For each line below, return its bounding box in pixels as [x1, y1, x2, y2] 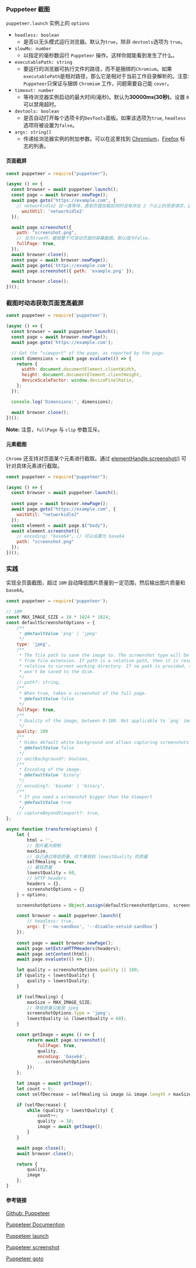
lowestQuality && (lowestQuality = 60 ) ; [27, 1015, 127, 1022]
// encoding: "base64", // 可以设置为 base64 [16, 533, 125, 540]
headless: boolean [14, 32, 60, 39]
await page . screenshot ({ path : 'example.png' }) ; [11, 268, 134, 274]
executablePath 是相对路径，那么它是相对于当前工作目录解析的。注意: [23, 73, 190, 80]
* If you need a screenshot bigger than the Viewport [19, 794, 153, 800]
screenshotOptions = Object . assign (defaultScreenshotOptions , [16, 902, 171, 908]
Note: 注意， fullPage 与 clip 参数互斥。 [6, 426, 103, 433]
